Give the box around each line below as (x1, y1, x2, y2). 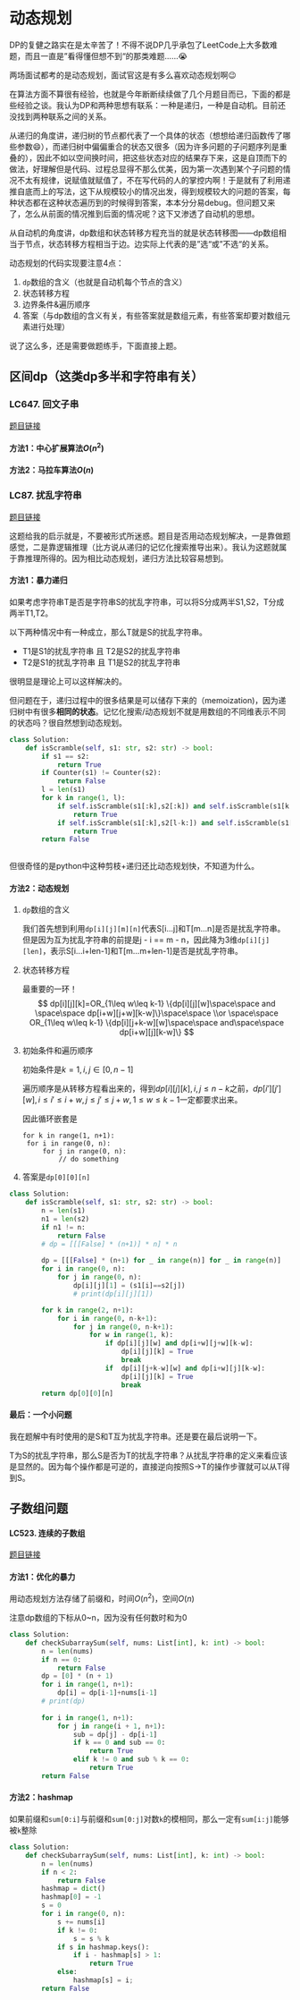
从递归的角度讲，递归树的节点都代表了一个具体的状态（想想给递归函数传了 (9, 130, 283, 140)
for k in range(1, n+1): (21, 1131, 115, 1141)
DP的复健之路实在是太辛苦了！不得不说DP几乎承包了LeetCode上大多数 (9, 39, 271, 50)
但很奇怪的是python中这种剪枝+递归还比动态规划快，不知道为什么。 (9, 861, 260, 872)
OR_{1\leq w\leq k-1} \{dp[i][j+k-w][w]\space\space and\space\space (29, 1017, 284, 1028)
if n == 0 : (41, 1655, 82, 1664)
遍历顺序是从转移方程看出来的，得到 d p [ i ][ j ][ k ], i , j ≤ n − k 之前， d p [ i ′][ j (21, 1084, 277, 1094)
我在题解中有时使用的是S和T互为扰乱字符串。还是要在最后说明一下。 (9, 1431, 262, 1442)
